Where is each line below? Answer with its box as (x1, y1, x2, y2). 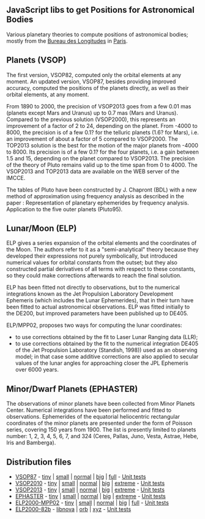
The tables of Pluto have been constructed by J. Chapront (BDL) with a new (6, 186, 197, 193)
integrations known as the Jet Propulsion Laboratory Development (6, 290, 173, 297)
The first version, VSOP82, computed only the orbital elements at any (6, 71, 182, 78)
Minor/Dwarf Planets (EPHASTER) (6, 384, 138, 394)
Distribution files (6, 457, 72, 467)
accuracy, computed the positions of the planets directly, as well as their (6, 84, 189, 91)
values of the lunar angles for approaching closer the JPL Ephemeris (15, 359, 188, 367)
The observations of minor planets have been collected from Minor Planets (6, 400, 195, 408)
